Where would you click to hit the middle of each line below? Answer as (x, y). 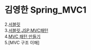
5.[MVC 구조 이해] (22, 42)
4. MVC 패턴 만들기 (23, 36)
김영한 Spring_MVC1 (45, 10)
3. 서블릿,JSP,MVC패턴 (26, 30)
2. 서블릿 (12, 24)
